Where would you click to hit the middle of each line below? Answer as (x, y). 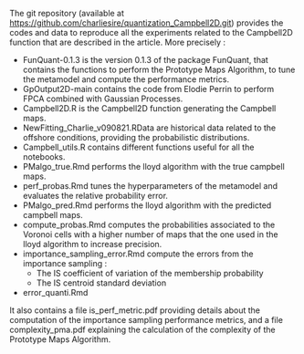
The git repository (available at (67, 13)
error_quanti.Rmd (55, 292)
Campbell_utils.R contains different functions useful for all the (138, 147)
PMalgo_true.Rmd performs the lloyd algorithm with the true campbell (153, 167)
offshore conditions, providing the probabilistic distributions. (136, 137)
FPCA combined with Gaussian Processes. (103, 99)
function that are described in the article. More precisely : (118, 42)
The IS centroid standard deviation (101, 283)
